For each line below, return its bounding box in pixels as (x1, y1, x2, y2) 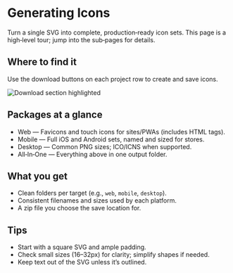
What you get (7, 170, 68, 182)
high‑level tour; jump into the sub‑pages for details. (7, 35, 156, 44)
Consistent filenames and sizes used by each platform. (17, 196, 177, 205)
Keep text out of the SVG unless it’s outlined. (17, 258, 147, 267)
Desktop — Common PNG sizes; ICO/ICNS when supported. (17, 142, 192, 151)
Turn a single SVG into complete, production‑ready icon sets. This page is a (7, 28, 227, 37)
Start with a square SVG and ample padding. (17, 243, 146, 251)
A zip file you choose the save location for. (17, 204, 141, 212)
